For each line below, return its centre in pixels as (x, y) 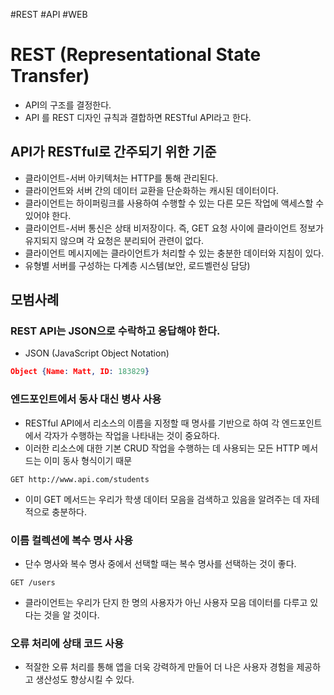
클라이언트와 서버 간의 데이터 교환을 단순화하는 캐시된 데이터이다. (151, 190)
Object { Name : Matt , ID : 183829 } (80, 372)
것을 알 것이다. (71, 615)
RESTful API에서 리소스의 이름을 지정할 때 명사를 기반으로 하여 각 (152, 423)
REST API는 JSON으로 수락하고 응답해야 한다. (115, 331)
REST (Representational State (136, 55)
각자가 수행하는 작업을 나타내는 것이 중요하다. (131, 435)
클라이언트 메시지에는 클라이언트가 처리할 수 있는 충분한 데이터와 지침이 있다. (174, 253)
